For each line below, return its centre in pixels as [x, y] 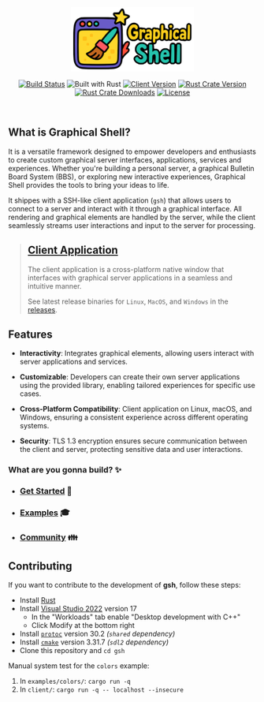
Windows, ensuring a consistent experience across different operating [134, 417]
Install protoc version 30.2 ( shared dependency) [97, 633]
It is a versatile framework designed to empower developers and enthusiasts [132, 151]
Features [30, 335]
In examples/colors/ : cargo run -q [75, 681]
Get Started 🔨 [46, 491]
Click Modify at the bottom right [83, 625]
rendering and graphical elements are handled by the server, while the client [132, 217]
